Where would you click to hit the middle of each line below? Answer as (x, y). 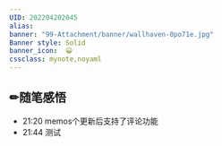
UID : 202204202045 (43, 17)
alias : (21, 26)
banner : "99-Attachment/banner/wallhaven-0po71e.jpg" (112, 34)
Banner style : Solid (48, 43)
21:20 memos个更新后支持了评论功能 (90, 121)
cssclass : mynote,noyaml (55, 59)
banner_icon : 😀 (41, 51)
